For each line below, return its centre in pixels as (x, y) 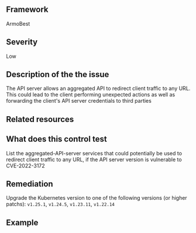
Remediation (30, 184)
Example (22, 222)
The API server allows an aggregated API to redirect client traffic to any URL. (98, 88)
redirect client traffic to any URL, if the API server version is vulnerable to (94, 159)
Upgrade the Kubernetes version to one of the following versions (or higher (97, 198)
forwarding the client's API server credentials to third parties (79, 101)
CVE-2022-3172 (25, 165)
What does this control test (56, 139)
